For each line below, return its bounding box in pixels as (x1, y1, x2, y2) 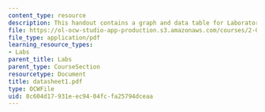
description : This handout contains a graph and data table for (8, 19, 224, 27)
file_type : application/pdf (8, 33, 101, 42)
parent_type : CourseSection (8, 63, 101, 71)
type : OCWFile (8, 84, 55, 93)
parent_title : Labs (8, 56, 73, 64)
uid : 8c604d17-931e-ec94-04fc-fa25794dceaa (8, 92, 154, 100)
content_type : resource (8, 11, 87, 20)
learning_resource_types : (8, 41, 93, 49)
